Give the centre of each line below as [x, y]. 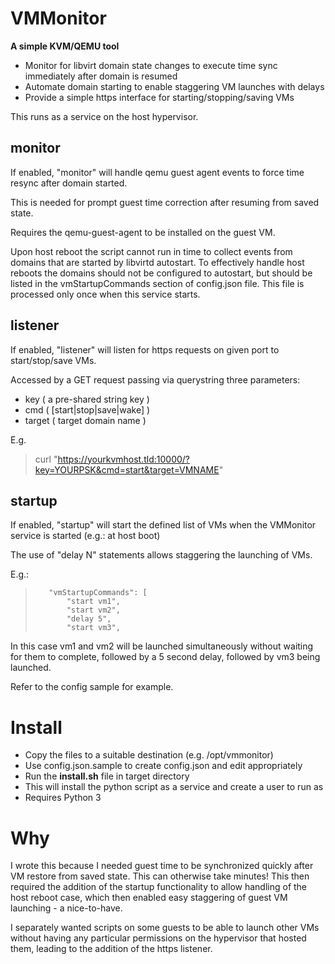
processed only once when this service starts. [105, 294]
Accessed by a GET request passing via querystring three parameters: [155, 379]
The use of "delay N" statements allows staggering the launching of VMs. [161, 555]
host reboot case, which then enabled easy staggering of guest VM [149, 898]
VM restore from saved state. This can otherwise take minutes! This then [160, 876]
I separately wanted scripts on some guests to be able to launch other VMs [165, 928]
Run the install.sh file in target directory [107, 776]
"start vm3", [93, 628]
